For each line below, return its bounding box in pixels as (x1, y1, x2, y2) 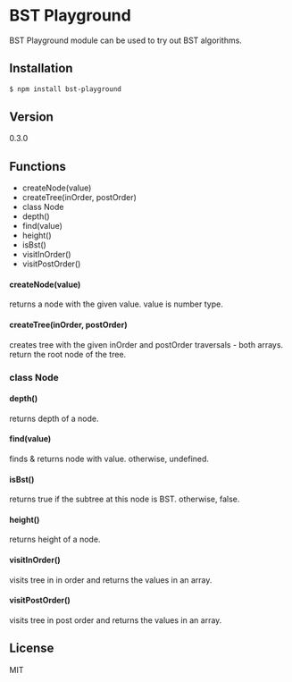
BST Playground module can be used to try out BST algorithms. (9, 35, 243, 46)
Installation (9, 61, 73, 76)
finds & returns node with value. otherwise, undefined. (9, 453, 210, 464)
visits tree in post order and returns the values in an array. (9, 614, 222, 626)
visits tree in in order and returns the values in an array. (9, 574, 213, 585)
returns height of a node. (9, 534, 101, 545)
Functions (9, 158, 67, 174)
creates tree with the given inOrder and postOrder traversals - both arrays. (9, 339, 284, 349)
